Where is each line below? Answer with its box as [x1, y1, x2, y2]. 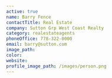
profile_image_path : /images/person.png [6, 63, 107, 69]
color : [6, 52, 22, 58]
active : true [6, 8, 38, 15]
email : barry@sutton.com [6, 42, 67, 48]
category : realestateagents [6, 30, 75, 36]
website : [6, 57, 28, 63]
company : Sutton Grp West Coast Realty [6, 25, 104, 31]
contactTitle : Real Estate [6, 19, 73, 25]
